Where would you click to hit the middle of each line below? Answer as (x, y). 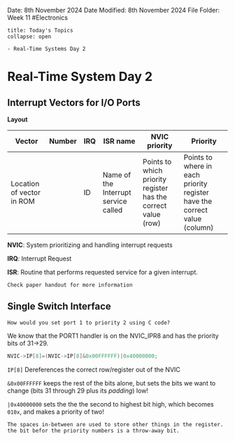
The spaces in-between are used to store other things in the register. (115, 424)
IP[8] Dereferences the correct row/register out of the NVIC (94, 369)
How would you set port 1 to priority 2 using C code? (89, 322)
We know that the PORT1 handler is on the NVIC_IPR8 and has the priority (113, 336)
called (113, 210)
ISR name (119, 141)
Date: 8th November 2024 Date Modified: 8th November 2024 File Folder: (114, 10)
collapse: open (29, 37)
